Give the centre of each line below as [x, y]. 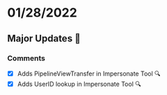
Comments [26, 58]
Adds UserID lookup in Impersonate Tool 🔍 [79, 84]
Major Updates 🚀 [44, 38]
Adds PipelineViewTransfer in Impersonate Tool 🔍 [89, 74]
